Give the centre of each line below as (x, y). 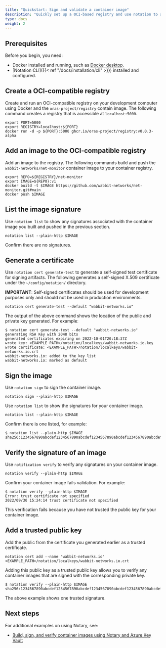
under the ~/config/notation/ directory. (46, 283)
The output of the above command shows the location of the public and (78, 316)
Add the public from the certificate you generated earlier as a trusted (75, 542)
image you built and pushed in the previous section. (58, 227)
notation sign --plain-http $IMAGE (42, 397)
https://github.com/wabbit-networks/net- (99, 185)
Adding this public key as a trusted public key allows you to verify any (76, 570)
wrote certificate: (25, 347)
